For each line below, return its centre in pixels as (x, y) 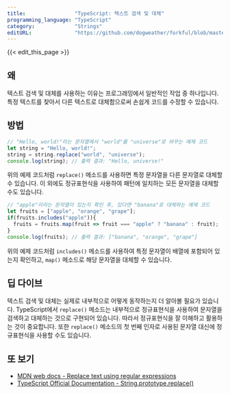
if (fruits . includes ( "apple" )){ (52, 218)
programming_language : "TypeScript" (59, 20)
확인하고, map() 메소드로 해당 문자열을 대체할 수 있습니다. (96, 259)
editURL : (20, 33)
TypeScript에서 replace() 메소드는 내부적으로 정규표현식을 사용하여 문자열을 (119, 310)
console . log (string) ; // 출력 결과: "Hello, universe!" (86, 161)
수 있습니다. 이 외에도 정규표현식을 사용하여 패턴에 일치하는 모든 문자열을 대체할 (113, 183)
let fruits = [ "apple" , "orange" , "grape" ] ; (72, 211)
